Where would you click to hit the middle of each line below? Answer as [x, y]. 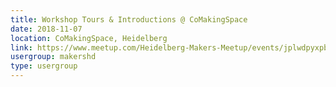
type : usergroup [44, 66]
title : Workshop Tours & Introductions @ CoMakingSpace [129, 19]
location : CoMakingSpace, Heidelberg [89, 38]
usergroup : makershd [53, 57]
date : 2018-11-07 [46, 29]
